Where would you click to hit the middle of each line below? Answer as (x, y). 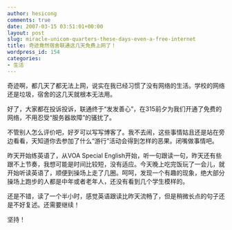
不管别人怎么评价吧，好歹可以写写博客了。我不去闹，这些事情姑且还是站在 (113, 132)
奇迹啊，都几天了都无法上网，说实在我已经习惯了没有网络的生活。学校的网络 (116, 85)
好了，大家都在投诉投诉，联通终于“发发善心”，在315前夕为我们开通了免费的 (115, 108)
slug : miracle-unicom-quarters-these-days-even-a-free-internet (101, 39)
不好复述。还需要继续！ (46, 204)
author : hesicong (32, 13)
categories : (24, 59)
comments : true (29, 20)
